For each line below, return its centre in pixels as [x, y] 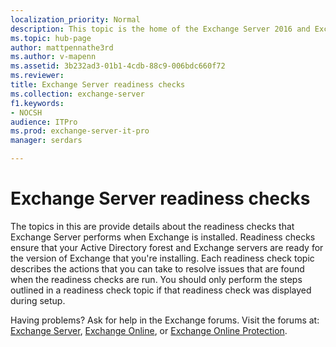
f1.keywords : [37, 103]
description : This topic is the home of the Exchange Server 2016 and [160, 29]
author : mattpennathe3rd [62, 47]
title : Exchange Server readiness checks [98, 85]
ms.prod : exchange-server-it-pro [80, 131]
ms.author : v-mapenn [53, 57]
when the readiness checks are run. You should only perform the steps [156, 279]
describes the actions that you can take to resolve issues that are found [157, 268]
